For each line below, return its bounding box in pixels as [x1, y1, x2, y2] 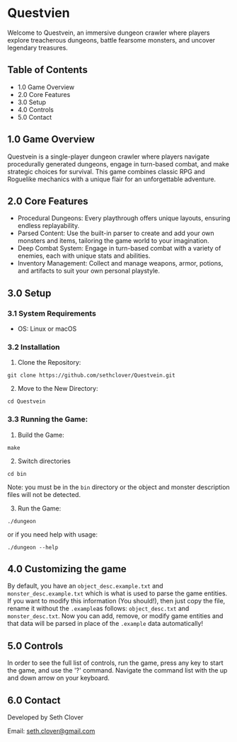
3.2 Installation [7, 342, 60, 352]
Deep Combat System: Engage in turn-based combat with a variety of [17, 244, 221, 253]
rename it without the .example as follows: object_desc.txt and [7, 604, 190, 613]
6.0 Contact [7, 694, 62, 706]
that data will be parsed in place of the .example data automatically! [7, 620, 204, 628]
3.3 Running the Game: [7, 414, 88, 424]
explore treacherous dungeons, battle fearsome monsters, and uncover [7, 35, 216, 44]
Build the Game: [17, 430, 65, 439]
